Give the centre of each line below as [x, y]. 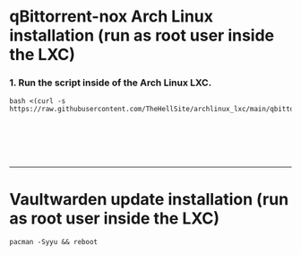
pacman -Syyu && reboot [54, 242]
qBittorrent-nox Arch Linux [111, 17]
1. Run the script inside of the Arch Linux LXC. [111, 83]
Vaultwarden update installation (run [149, 199]
